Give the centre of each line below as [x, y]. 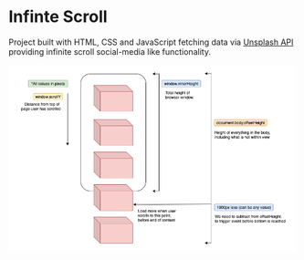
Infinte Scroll [58, 17]
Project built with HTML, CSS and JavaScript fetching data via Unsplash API [151, 42]
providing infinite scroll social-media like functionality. [110, 51]
